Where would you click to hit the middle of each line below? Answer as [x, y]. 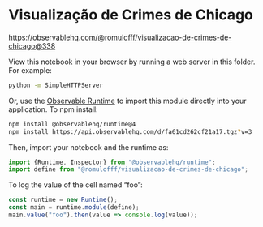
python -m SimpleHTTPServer [56, 85]
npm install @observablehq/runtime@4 [72, 124]
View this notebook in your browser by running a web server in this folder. [132, 62]
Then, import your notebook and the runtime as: [88, 147]
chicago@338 [32, 45]
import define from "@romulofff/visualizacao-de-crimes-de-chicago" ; [129, 169]
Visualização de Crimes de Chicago [131, 15]
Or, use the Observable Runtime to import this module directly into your [127, 101]
